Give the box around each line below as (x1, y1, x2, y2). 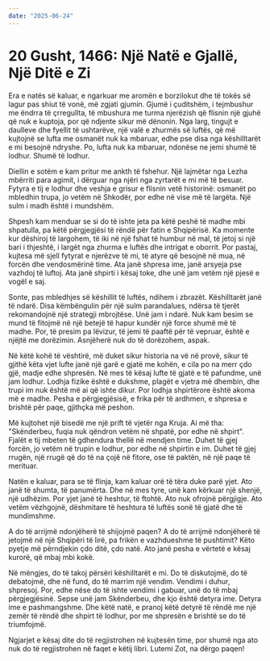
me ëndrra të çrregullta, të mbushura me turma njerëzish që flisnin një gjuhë (8, 107, 261, 117)
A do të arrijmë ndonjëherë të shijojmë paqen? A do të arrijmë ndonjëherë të (8, 526, 260, 536)
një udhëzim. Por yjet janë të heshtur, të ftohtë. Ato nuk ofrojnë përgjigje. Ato (8, 494, 263, 503)
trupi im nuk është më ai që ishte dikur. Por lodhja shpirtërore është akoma (8, 385, 255, 394)
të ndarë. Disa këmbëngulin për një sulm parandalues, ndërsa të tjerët (8, 301, 240, 310)
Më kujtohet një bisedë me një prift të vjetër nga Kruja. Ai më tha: (8, 418, 224, 427)
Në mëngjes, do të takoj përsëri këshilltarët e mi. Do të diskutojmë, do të (8, 567, 248, 578)
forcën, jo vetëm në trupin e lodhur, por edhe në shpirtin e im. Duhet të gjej (8, 444, 256, 453)
